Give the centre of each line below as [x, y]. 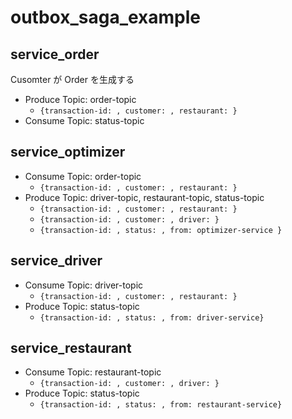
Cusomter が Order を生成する [72, 79]
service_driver [56, 261]
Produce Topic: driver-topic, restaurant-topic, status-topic [144, 197]
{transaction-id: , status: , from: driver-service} [152, 317]
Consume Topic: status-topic [84, 120]
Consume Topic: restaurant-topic [93, 372]
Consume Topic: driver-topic [84, 285]
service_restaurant [71, 348]
